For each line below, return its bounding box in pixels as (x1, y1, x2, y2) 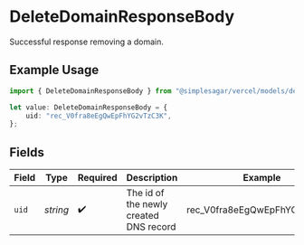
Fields (9, 145, 45, 160)
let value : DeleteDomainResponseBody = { (9, 102, 168, 112)
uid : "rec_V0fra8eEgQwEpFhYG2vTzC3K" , (25, 111, 172, 120)
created (126, 210, 160, 222)
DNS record (126, 221, 176, 233)
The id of (126, 187, 165, 200)
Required (77, 172, 118, 184)
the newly (126, 198, 168, 211)
